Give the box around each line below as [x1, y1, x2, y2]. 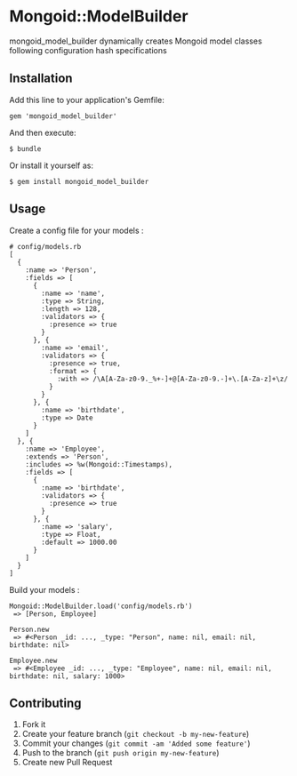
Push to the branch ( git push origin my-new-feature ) [21, 748, 220, 758]
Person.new [9, 625, 50, 634]
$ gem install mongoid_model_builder [9, 177, 149, 186]
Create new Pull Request [21, 757, 113, 768]
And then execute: [9, 127, 76, 138]
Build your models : [9, 584, 80, 595]
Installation [9, 71, 73, 86]
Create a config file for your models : [9, 225, 144, 236]
